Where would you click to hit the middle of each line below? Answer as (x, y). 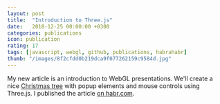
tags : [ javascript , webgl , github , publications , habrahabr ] (97, 53)
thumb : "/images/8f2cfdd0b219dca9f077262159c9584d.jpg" (89, 59)
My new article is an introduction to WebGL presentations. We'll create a (110, 78)
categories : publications (44, 33)
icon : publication (34, 40)
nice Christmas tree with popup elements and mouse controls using (103, 86)
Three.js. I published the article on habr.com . (71, 93)
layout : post (26, 14)
